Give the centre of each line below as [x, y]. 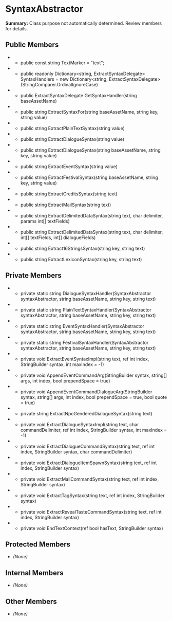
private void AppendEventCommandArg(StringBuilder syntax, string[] [94, 375]
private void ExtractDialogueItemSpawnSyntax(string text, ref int [89, 463]
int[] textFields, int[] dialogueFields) [58, 238]
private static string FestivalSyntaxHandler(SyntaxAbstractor [84, 342]
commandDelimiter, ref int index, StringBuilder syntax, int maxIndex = [94, 430]
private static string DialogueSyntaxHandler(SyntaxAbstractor [86, 293]
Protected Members [38, 544]
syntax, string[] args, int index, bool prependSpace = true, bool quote [94, 397]
